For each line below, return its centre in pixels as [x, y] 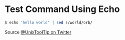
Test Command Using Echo [62, 9]
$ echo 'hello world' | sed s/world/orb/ [49, 22]
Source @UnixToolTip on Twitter [38, 32]
